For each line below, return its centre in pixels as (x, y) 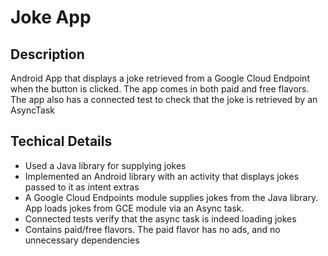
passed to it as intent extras (82, 187)
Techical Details (61, 141)
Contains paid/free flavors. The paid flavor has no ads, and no (152, 229)
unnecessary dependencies (82, 240)
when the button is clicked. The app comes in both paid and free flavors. (160, 89)
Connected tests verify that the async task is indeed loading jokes (160, 218)
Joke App (51, 17)
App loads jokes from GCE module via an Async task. (134, 208)
